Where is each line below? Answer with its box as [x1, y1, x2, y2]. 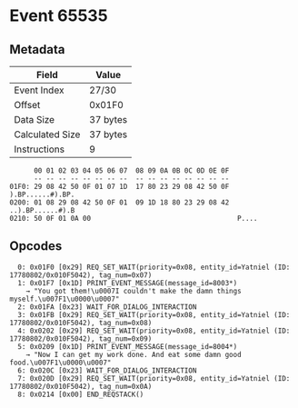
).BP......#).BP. [9, 190, 75, 199]
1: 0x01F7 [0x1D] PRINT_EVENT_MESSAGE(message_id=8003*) [17, 278, 238, 287]
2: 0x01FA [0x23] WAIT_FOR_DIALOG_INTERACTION [17, 302, 197, 312]
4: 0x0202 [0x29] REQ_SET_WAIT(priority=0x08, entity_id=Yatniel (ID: [17, 326, 291, 335]
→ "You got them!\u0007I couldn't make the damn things [25, 286, 243, 295]
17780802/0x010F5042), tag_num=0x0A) [9, 382, 153, 391]
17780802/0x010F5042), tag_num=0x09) [9, 333, 153, 343]
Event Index [14, 84, 65, 96]
